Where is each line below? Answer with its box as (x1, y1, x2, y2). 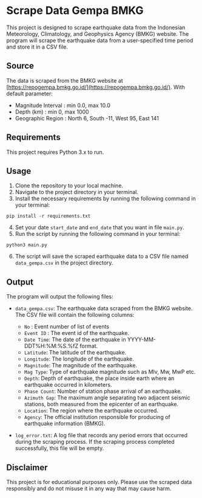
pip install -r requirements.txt (6, 213, 91, 220)
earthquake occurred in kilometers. (24, 381, 112, 389)
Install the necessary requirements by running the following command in (15, 195, 196, 202)
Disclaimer (6, 462, 48, 472)
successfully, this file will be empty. (15, 444, 104, 452)
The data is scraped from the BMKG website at (6, 77, 123, 84)
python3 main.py (6, 242, 47, 248)
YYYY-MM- (127, 336, 157, 344)
